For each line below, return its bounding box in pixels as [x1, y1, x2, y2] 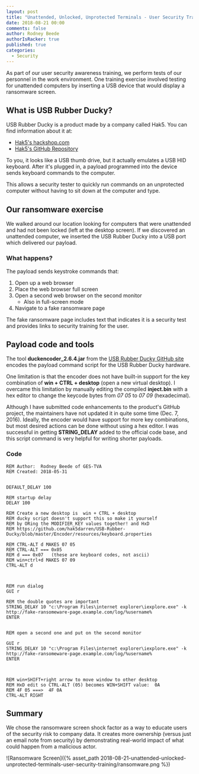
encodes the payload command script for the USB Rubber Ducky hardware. [6, 361, 191, 369]
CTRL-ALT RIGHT [6, 692, 44, 699]
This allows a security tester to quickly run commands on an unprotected [6, 181, 185, 188]
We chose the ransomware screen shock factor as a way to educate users [6, 724, 188, 731]
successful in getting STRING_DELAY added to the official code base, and [6, 429, 188, 436]
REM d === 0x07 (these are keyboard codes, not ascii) [6, 552, 150, 558]
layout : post [6, 8, 38, 15]
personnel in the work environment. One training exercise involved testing [6, 75, 187, 83]
